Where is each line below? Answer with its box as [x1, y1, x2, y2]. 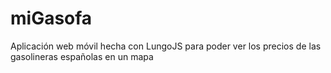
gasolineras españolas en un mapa [10, 50, 154, 62]
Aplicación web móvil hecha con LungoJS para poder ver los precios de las [10, 40, 322, 52]
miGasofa [10, 7, 93, 30]
